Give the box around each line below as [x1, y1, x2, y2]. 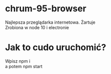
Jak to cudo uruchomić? [5, 42, 107, 53]
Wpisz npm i [5, 58, 31, 64]
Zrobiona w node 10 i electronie [5, 24, 69, 30]
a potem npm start [5, 63, 43, 69]
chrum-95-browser [5, 3, 86, 14]
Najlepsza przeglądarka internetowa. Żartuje [5, 19, 96, 25]
